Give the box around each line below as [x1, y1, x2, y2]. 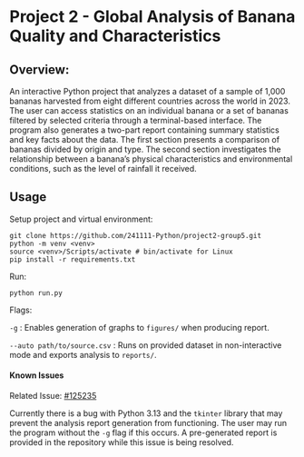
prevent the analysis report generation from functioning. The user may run [9, 418, 288, 429]
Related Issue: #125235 [9, 391, 97, 402]
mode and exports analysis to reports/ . [9, 349, 157, 360]
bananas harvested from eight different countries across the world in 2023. [9, 95, 290, 106]
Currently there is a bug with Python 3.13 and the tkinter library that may [9, 408, 283, 419]
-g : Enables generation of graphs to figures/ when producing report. [9, 322, 270, 333]
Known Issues [9, 370, 64, 381]
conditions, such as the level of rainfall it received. [9, 164, 197, 174]
